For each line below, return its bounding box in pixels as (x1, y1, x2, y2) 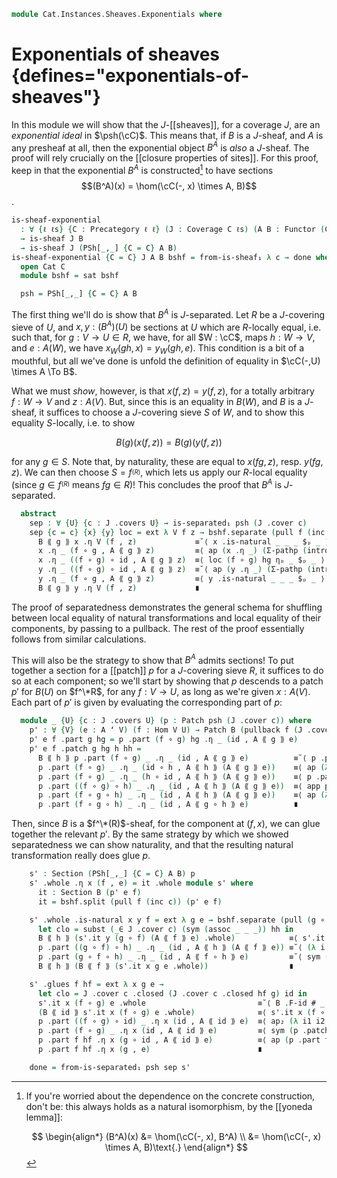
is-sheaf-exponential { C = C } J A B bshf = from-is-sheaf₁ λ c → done (11, 252, 312, 262)
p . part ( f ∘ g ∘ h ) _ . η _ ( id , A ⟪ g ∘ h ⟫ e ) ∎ (37, 800, 299, 810)
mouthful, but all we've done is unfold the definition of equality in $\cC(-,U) (11, 355, 321, 367)
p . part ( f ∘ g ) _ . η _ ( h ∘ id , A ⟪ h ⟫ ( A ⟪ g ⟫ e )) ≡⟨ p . (37, 771, 321, 782)
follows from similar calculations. (11, 633, 147, 645)
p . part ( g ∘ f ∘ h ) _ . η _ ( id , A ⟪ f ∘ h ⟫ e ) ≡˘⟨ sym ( (37, 952, 330, 962)
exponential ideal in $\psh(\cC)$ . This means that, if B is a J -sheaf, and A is (11, 129, 324, 141)
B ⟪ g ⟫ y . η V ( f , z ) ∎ (37, 583, 200, 593)
